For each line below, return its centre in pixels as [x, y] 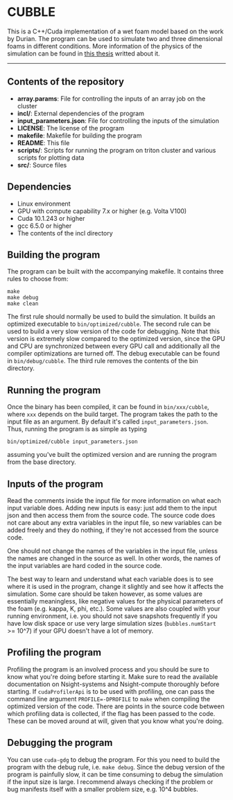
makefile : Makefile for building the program [79, 135]
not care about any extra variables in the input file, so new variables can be [114, 523]
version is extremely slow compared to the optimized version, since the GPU [116, 339]
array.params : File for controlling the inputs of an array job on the [111, 99]
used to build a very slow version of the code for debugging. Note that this [114, 331]
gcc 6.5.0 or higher [44, 226]
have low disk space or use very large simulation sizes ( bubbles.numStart [112, 623]
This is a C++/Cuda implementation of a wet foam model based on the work [115, 31]
